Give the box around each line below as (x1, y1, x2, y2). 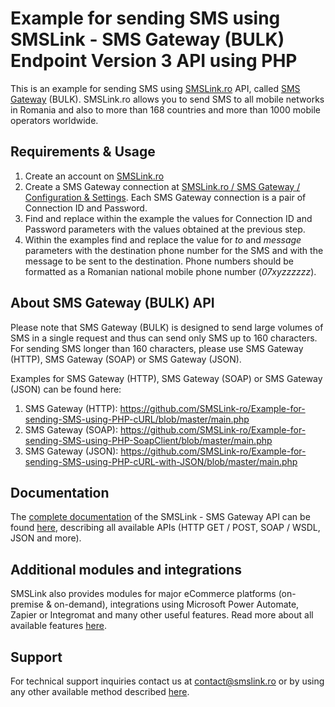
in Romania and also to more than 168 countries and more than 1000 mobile (10, 103, 321, 116)
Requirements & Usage (10, 143, 156, 161)
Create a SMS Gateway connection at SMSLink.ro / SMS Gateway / (24, 180, 301, 192)
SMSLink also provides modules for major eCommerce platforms (10, 588, 277, 600)
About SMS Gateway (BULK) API (10, 295, 215, 312)
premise (10, 598, 44, 611)
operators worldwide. (10, 114, 99, 126)
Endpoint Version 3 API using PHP (10, 50, 298, 72)
